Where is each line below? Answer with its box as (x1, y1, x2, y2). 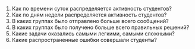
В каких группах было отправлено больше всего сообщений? (11, 18, 169, 24)
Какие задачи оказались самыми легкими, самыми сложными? (11, 30, 175, 37)
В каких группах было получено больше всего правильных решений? (11, 24, 190, 31)
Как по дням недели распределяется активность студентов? (11, 11, 167, 18)
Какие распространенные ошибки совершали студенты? (11, 37, 158, 43)
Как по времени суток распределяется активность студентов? (11, 5, 172, 12)
